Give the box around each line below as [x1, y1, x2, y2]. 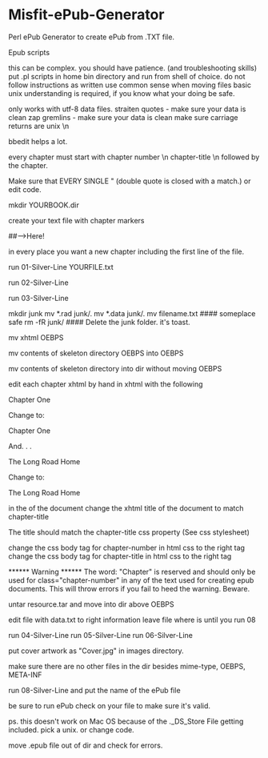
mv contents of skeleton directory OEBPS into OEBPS [8, 348, 184, 358]
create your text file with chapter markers [8, 215, 145, 225]
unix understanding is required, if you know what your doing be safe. [8, 88, 235, 98]
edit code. [8, 184, 42, 194]
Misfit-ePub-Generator [8, 6, 165, 24]
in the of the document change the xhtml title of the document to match [8, 503, 244, 513]
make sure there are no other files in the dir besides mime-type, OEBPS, [8, 661, 246, 671]
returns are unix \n [8, 121, 70, 130]
